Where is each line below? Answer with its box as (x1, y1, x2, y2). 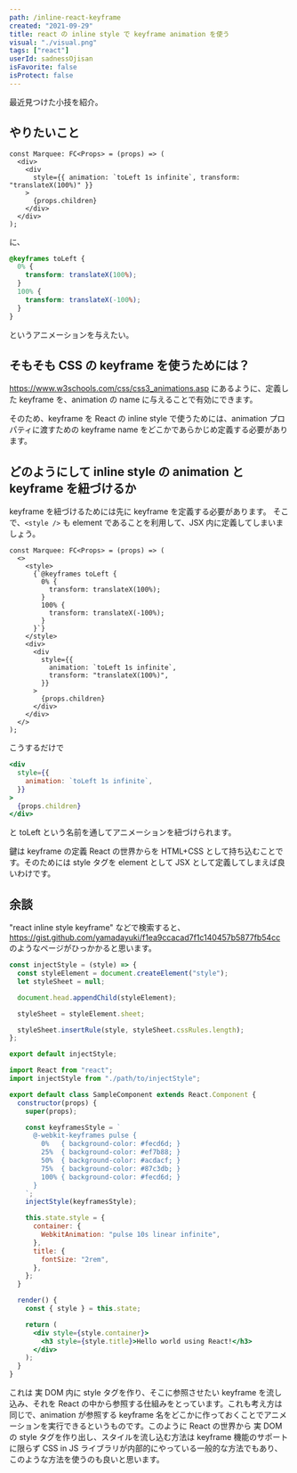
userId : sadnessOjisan (9, 54, 93, 63)
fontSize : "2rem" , (41, 1255, 109, 1264)
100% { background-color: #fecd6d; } (41, 1173, 181, 1182)
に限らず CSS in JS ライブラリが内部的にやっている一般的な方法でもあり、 (9, 1443, 283, 1453)
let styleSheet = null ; (17, 977, 105, 986)
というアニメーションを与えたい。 (9, 329, 134, 340)
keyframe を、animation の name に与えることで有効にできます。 (19, 394, 258, 405)
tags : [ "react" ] (9, 46, 69, 55)
